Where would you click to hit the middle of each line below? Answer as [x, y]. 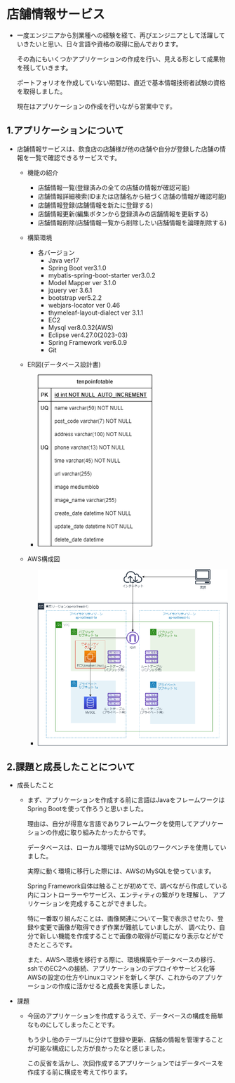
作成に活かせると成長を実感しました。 [113, 986]
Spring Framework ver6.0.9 [88, 342]
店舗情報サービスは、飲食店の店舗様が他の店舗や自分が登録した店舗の [118, 149]
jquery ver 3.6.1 [70, 290]
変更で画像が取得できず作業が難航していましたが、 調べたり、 [129, 927]
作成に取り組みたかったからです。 [101, 832]
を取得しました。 [41, 91]
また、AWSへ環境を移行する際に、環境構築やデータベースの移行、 [123, 960]
